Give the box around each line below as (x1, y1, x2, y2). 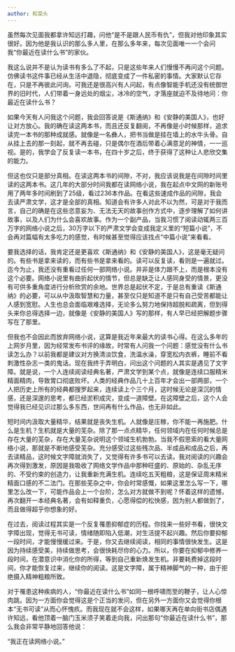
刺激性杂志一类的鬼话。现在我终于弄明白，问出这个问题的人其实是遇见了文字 (7, 359, 228, 367)
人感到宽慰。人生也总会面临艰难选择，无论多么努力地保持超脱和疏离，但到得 (7, 300, 228, 308)
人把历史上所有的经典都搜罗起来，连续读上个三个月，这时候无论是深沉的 (7, 384, 215, 393)
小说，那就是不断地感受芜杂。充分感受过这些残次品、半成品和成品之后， (13, 443, 222, 452)
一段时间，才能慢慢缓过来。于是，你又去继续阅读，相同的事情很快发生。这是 (7, 537, 228, 546)
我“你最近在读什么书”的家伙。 (7, 48, 93, 56)
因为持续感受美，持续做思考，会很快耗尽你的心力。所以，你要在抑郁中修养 (7, 546, 222, 554)
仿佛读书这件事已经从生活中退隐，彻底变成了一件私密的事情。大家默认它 (7, 71, 215, 80)
